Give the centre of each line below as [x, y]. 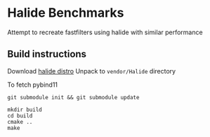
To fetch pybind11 [33, 85]
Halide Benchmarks [66, 13]
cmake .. [20, 122]
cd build [20, 116]
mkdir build [25, 110]
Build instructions [47, 54]
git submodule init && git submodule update [73, 97]
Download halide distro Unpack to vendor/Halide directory [92, 71]
